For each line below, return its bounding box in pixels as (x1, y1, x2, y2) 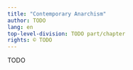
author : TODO (7, 17, 46, 24)
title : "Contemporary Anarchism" (7, 10, 107, 18)
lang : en (7, 23, 33, 30)
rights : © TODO (7, 37, 53, 44)
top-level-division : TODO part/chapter (7, 30, 126, 37)
